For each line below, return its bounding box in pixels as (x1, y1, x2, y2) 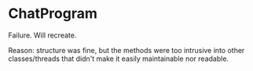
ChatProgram (8, 5, 98, 23)
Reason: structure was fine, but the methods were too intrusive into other (8, 45, 245, 55)
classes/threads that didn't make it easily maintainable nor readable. (8, 54, 229, 63)
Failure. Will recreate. (8, 30, 77, 40)
